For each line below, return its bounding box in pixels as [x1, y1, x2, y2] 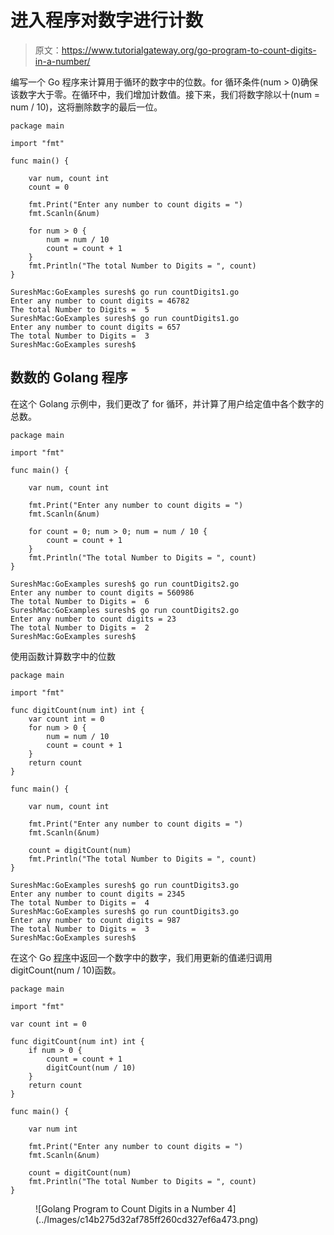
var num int [28, 1124, 78, 1134]
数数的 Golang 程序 [10, 369, 128, 386]
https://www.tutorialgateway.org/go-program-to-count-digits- [61, 44, 317, 56]
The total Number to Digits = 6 [10, 596, 150, 606]
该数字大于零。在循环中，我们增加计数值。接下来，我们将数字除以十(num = [10, 88, 321, 100]
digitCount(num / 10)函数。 [10, 964, 122, 976]
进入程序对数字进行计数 [10, 9, 204, 32]
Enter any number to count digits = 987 [10, 915, 182, 925]
